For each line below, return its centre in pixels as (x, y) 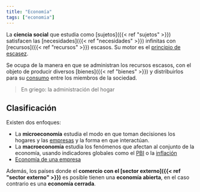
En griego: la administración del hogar (68, 89)
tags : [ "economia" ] (31, 17)
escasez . (17, 53)
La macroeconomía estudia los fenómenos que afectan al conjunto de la (104, 147)
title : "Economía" (29, 12)
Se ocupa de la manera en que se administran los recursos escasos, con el (99, 65)
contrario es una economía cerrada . (51, 184)
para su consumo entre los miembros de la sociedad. (72, 78)
